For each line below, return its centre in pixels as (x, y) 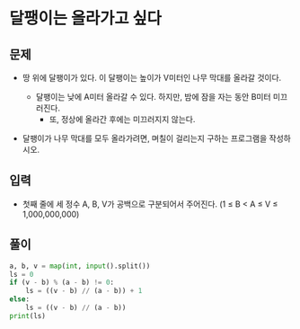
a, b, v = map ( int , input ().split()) (80, 266)
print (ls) (28, 316)
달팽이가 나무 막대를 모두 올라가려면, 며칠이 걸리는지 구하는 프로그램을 (145, 138)
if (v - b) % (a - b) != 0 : (62, 283)
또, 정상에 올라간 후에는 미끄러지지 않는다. (122, 119)
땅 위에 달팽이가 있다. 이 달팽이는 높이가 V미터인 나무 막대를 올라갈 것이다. (152, 78)
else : (19, 299)
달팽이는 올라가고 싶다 (85, 18)
